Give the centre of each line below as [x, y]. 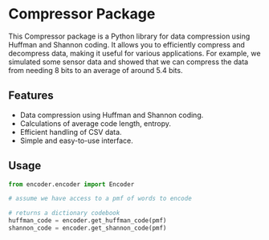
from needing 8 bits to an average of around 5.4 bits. [96, 70]
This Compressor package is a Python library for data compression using [129, 36]
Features [31, 96]
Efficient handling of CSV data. [71, 132]
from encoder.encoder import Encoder [71, 184]
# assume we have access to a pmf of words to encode [100, 199]
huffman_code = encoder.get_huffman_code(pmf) [88, 221]
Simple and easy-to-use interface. [77, 140]
